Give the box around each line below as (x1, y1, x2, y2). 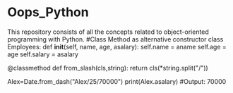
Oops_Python (7, 4, 90, 20)
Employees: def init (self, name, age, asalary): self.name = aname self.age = (7, 42, 227, 51)
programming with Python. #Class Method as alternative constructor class (7, 35, 224, 43)
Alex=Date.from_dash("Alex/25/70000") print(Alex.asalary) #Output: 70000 (7, 77, 227, 85)
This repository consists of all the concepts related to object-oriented (7, 27, 210, 36)
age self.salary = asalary (7, 50, 79, 58)
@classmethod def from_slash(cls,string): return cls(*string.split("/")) (7, 63, 208, 72)
